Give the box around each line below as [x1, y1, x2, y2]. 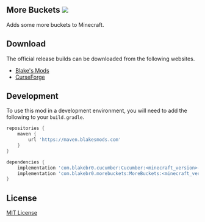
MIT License [6, 209, 38, 217]
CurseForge [15, 73, 46, 81]
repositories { [6, 125, 45, 132]
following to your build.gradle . [6, 113, 84, 121]
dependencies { [6, 159, 45, 165]
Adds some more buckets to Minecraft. [6, 21, 104, 28]
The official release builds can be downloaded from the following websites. [6, 55, 195, 62]
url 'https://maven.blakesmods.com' [28, 137, 121, 143]
